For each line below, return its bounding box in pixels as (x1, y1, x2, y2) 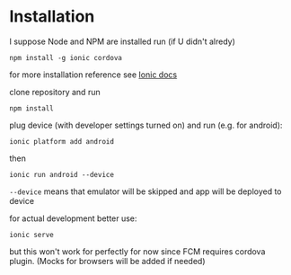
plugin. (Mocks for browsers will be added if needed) (9, 255, 206, 266)
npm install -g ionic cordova (9, 53, 123, 62)
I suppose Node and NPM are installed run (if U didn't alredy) (9, 36, 236, 47)
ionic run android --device (9, 170, 115, 179)
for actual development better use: (9, 213, 137, 224)
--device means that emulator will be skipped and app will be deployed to (9, 186, 282, 197)
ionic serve (9, 230, 54, 239)
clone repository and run (9, 86, 101, 97)
